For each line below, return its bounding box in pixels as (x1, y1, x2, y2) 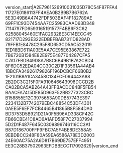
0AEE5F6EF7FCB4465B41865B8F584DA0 (5, 105, 93, 111)
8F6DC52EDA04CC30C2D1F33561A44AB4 (5, 63, 95, 69)
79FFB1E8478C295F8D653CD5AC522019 (5, 42, 92, 47)
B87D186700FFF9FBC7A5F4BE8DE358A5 (5, 127, 92, 132)
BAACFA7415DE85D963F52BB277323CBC (5, 90, 93, 95)
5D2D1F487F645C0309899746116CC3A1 (5, 121, 90, 127)
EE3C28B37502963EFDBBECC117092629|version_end (5, 143, 118, 148)
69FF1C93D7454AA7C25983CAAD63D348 (5, 20, 95, 26)
